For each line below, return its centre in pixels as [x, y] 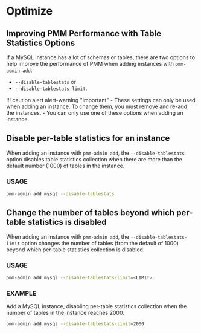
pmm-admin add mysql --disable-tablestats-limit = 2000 [75, 324]
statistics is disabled [67, 222]
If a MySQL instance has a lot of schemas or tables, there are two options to [101, 57]
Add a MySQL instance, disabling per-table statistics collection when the [97, 306]
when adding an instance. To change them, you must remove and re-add [97, 106]
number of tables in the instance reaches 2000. [65, 313]
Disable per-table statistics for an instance [88, 138]
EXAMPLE [21, 293]
